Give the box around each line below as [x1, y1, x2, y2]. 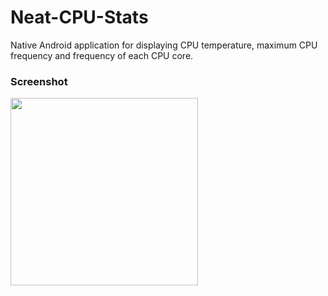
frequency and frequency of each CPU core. [10, 49, 194, 61]
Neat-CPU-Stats [10, 6, 149, 29]
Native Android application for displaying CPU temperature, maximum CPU [10, 39, 318, 51]
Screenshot [10, 74, 68, 88]
